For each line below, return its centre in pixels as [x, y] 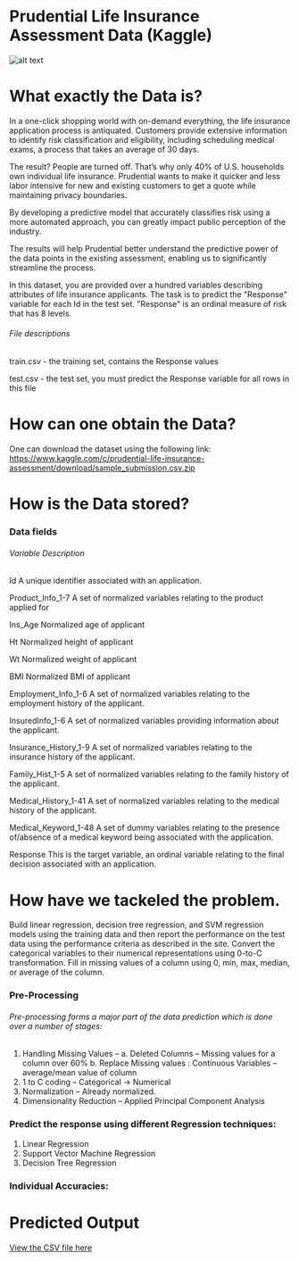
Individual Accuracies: [59, 1186]
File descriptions [40, 334]
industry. [25, 231]
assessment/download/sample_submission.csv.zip [102, 468]
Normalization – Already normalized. [89, 1091]
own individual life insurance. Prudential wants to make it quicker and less [145, 176]
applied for [29, 608]
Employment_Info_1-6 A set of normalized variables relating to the [129, 694]
